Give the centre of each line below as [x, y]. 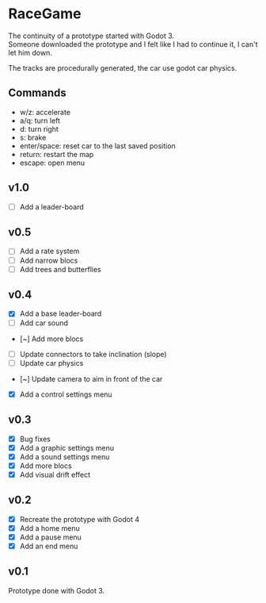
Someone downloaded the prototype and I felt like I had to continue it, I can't [133, 44]
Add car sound [44, 323]
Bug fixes [35, 439]
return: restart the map [57, 154]
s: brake [33, 137]
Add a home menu [50, 528]
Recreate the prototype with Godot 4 [80, 519]
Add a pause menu [50, 537]
